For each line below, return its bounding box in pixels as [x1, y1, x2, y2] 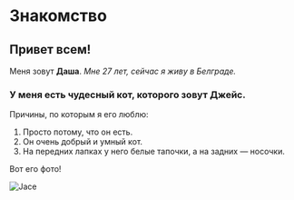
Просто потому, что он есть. [22, 126, 133, 137]
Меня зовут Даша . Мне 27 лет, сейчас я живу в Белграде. [9, 65, 237, 76]
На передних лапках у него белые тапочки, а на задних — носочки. [22, 146, 286, 157]
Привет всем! [9, 42, 92, 57]
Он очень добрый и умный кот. [22, 136, 143, 147]
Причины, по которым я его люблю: [9, 109, 149, 120]
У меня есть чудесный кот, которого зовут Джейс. [9, 88, 247, 101]
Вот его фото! [9, 164, 62, 175]
